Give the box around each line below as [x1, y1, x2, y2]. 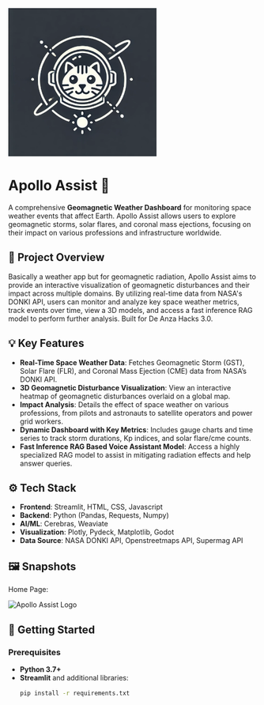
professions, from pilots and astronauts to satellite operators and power [19, 408, 253, 417]
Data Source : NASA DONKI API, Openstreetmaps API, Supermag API [19, 536, 243, 545]
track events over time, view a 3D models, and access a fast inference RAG [8, 305, 253, 315]
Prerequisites [8, 647, 61, 658]
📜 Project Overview [8, 251, 105, 264]
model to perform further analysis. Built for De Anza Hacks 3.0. [8, 314, 213, 323]
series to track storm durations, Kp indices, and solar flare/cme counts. [19, 433, 251, 443]
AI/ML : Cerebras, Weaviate [19, 519, 108, 529]
